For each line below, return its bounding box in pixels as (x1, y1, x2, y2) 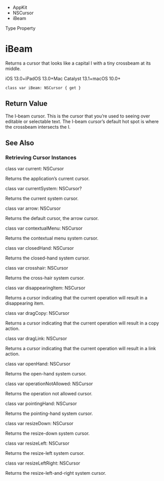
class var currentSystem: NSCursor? (5, 186, 82, 192)
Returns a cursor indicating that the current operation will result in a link (5, 346, 156, 352)
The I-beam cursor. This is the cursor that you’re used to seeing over (5, 113, 150, 119)
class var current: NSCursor (5, 166, 64, 172)
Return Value (5, 99, 48, 108)
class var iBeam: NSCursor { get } (5, 85, 81, 90)
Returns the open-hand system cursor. (5, 371, 87, 377)
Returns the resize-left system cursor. (5, 450, 85, 456)
